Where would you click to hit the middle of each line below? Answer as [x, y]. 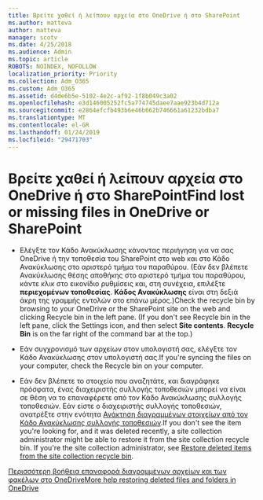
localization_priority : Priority [63, 74]
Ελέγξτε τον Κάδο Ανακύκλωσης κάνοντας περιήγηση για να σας [126, 250]
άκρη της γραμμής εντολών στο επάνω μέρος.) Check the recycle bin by [137, 300]
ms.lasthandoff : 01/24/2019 [54, 132]
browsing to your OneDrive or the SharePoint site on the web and [125, 309]
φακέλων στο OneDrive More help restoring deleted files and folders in [122, 480]
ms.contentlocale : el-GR [49, 125]
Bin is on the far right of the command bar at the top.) [106, 334]
